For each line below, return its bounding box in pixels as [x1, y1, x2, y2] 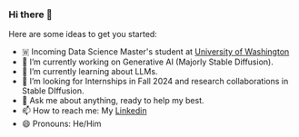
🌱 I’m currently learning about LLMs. [21, 66, 158, 77]
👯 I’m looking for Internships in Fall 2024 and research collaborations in [21, 76, 289, 87]
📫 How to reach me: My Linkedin [21, 105, 147, 116]
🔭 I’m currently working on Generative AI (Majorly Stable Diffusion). [21, 56, 274, 67]
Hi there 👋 [8, 8, 54, 21]
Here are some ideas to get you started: [8, 29, 158, 40]
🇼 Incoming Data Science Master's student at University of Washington [21, 46, 290, 57]
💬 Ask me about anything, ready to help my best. [21, 95, 205, 106]
